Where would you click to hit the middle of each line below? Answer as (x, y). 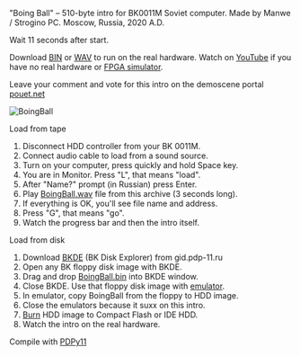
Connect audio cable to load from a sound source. (115, 156)
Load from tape (38, 129)
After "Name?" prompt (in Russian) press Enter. (110, 184)
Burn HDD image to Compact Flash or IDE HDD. (110, 315)
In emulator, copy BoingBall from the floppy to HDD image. (131, 295)
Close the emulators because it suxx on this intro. (114, 305)
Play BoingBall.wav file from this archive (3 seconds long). (130, 194)
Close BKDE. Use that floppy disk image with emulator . (124, 286)
